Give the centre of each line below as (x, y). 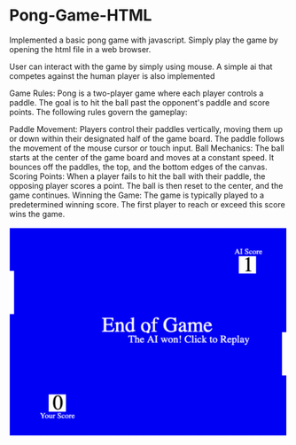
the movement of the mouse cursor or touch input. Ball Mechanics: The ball (147, 148)
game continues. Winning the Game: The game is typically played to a (136, 195)
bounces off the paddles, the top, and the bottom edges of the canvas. (138, 167)
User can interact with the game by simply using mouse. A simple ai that (141, 66)
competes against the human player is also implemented (112, 75)
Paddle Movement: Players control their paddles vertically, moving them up (146, 129)
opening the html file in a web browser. (80, 49)
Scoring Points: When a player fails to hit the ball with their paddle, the (137, 176)
